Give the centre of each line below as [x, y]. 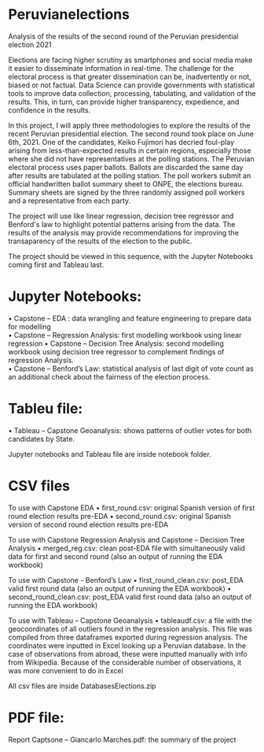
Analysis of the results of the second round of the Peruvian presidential [123, 36]
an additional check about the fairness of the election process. [109, 376]
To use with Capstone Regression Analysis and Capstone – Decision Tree [126, 539]
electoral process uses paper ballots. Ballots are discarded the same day [126, 167]
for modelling [29, 326]
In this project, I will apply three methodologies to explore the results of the [129, 125]
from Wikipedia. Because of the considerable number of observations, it [125, 662]
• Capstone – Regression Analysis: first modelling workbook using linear [125, 335]
